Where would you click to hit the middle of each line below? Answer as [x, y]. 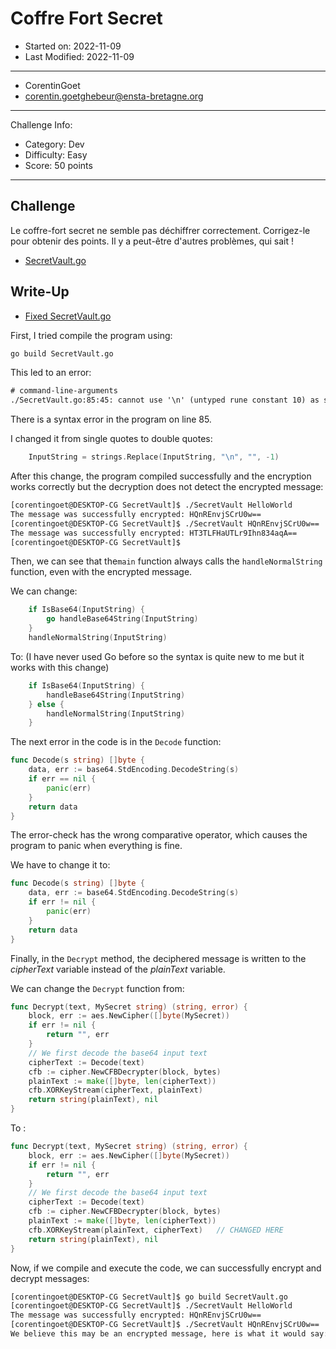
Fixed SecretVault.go [68, 316]
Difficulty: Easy [56, 154]
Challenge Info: [41, 124]
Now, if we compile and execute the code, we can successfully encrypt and [166, 1268]
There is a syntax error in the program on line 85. [111, 419]
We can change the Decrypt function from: [97, 988]
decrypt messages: [50, 1278]
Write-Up [40, 292]
